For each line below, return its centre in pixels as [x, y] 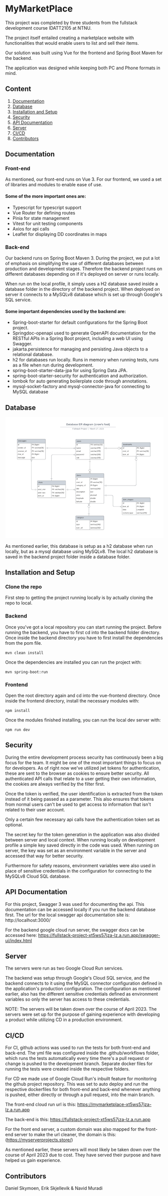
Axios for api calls [31, 228]
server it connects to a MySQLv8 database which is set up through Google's [84, 294]
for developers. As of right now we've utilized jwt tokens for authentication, [83, 768]
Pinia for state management [41, 218]
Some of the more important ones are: [46, 196]
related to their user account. [35, 809]
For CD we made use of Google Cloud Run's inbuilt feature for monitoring [81, 1079]
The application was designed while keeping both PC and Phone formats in [83, 68]
